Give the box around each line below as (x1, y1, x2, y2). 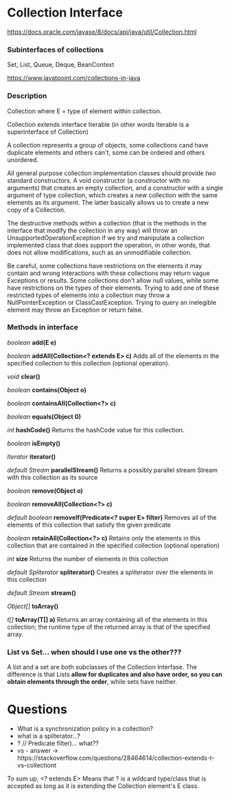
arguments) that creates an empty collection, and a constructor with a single (7, 183, 223, 192)
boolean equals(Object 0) (7, 412, 81, 421)
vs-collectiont (16, 761, 57, 769)
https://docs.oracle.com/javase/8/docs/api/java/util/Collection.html (7, 28, 197, 36)
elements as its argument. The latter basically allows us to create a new (7, 198, 209, 206)
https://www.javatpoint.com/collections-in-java (7, 74, 141, 82)
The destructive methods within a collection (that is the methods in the (7, 219, 207, 227)
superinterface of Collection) (7, 128, 89, 136)
